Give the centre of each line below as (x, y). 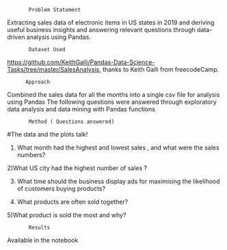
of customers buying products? (61, 189)
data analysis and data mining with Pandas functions (81, 109)
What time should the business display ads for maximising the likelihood (118, 181)
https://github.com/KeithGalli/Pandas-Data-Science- (81, 62)
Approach (38, 82)
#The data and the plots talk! (48, 134)
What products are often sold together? (72, 202)
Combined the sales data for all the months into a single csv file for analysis (113, 95)
